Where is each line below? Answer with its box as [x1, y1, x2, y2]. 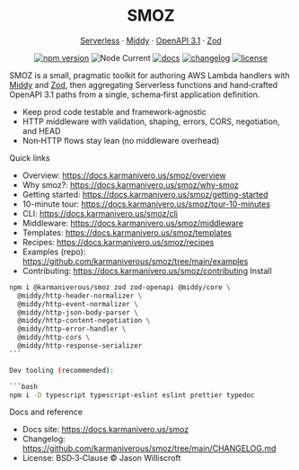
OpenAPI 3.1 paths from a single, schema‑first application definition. [9, 89, 260, 100]
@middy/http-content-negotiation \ [17, 316, 151, 325]
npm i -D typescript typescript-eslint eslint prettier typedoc [9, 390, 255, 400]
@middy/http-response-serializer [17, 341, 143, 350]
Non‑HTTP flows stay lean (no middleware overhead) [22, 135, 220, 146]
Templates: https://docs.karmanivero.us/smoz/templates [22, 226, 232, 238]
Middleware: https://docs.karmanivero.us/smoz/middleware [22, 217, 244, 228]
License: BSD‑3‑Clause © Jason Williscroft [22, 453, 181, 464]
